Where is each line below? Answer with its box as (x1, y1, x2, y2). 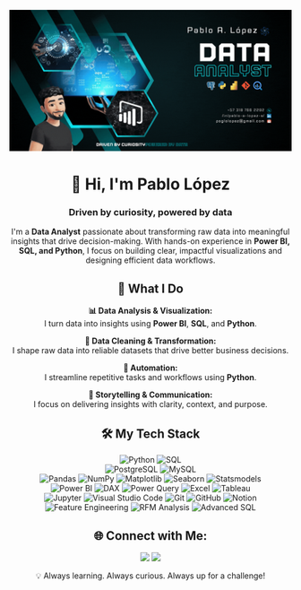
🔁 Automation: (123, 362, 178, 373)
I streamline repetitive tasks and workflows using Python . (44, 372, 257, 383)
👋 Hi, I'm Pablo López (70, 174, 231, 195)
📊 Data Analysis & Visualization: (88, 306, 213, 317)
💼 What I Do (117, 281, 184, 296)
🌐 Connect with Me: (93, 528, 208, 543)
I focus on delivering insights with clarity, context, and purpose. (33, 399, 268, 410)
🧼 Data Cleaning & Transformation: (84, 335, 217, 346)
